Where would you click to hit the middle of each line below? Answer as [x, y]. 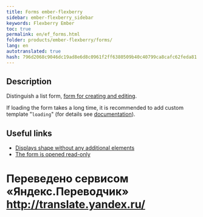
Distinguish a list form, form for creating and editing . [72, 96]
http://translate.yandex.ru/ [76, 205]
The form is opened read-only [53, 155]
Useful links [29, 133]
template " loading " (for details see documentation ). [71, 114]
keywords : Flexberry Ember [40, 23]
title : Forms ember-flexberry [45, 12]
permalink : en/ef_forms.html [43, 35]
